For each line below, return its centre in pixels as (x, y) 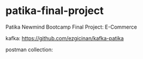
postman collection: (29, 49)
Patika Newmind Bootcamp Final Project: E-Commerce (71, 27)
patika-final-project (55, 11)
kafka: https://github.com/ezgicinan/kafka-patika (65, 38)
